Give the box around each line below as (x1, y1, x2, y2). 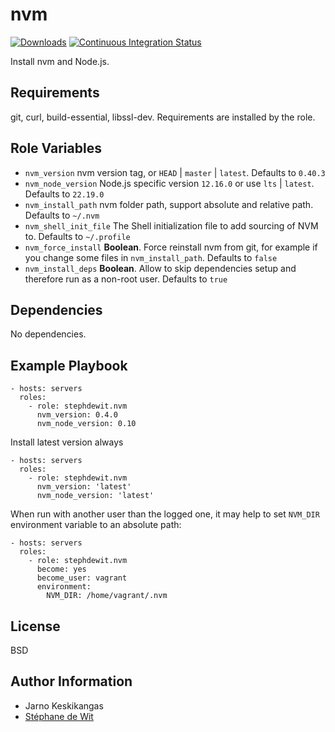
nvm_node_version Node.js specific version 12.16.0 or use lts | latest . (24, 177, 315, 189)
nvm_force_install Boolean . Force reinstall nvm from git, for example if (24, 241, 318, 253)
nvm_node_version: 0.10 (36, 419, 137, 429)
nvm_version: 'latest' (36, 482, 132, 492)
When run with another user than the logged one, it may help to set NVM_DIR (10, 508, 320, 520)
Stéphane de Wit (24, 710, 94, 722)
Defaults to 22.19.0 (24, 188, 105, 200)
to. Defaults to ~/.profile (24, 230, 131, 242)
